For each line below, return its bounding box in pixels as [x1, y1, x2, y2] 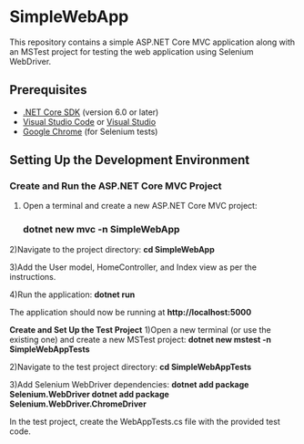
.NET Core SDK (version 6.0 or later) [22, 107, 159, 118]
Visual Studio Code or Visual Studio [22, 116, 157, 127]
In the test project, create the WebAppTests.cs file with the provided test [9, 416, 280, 427]
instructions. [9, 271, 56, 282]
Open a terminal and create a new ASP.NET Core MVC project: [22, 201, 258, 212]
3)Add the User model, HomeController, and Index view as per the [9, 262, 258, 273]
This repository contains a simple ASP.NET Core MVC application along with [9, 36, 296, 47]
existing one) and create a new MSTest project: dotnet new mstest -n [9, 334, 271, 345]
